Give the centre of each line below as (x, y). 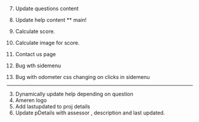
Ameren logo (31, 100)
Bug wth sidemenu (38, 65)
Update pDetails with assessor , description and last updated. (90, 113)
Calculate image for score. (47, 43)
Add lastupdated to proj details (53, 106)
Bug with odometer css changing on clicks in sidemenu (82, 77)
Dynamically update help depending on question (74, 94)
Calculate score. (35, 31)
